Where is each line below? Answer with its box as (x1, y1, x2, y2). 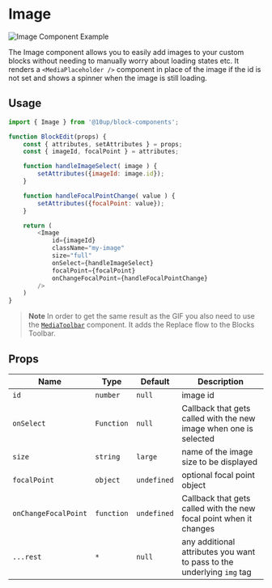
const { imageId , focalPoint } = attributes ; (23, 147, 180, 156)
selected (181, 433, 215, 444)
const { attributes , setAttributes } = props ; (23, 140, 183, 148)
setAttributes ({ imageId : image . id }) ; (37, 170, 164, 178)
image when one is (181, 422, 253, 434)
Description (198, 375, 244, 387)
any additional (181, 535, 236, 547)
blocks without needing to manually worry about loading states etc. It (8, 56, 240, 66)
